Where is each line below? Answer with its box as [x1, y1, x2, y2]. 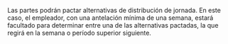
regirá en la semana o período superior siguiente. [7, 28, 151, 37]
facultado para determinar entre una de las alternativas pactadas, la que [7, 21, 219, 29]
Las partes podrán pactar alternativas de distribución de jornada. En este [7, 6, 222, 14]
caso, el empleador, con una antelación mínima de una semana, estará [7, 13, 214, 22]
